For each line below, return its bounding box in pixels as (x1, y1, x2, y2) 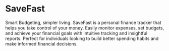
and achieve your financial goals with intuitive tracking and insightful (5, 30, 148, 36)
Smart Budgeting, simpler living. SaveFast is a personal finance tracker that (5, 19, 161, 25)
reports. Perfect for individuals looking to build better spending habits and (5, 35, 159, 41)
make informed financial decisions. (5, 40, 78, 46)
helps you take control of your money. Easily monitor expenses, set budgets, (5, 24, 164, 30)
